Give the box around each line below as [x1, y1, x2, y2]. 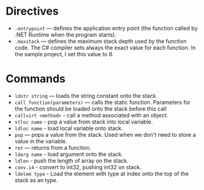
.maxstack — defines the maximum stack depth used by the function [14, 37, 187, 45]
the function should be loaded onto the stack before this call [14, 105, 167, 112]
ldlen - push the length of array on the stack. [14, 157, 129, 164]
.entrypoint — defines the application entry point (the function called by [14, 24, 198, 32]
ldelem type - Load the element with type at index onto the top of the [14, 170, 189, 177]
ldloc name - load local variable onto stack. [14, 124, 123, 132]
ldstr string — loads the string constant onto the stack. [14, 92, 158, 99]
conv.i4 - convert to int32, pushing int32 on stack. [14, 163, 142, 170]
